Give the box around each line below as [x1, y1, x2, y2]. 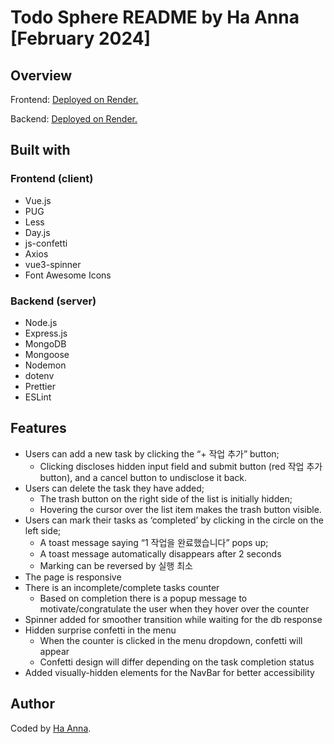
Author [10, 696, 55, 713]
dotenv [24, 369, 55, 381]
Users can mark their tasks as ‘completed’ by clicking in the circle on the [24, 514, 325, 526]
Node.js [24, 316, 58, 328]
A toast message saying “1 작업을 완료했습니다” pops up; [39, 536, 269, 548]
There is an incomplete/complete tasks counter [24, 581, 220, 593]
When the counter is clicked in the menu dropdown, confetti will [39, 634, 303, 646]
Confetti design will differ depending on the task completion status [39, 656, 315, 668]
